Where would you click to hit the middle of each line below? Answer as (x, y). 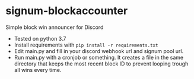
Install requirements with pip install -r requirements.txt (86, 45)
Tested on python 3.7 (40, 38)
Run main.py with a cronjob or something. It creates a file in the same (99, 57)
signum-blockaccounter (67, 11)
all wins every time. (38, 70)
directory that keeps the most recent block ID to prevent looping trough (101, 64)
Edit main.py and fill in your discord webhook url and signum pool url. (99, 51)
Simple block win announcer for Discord (55, 27)
